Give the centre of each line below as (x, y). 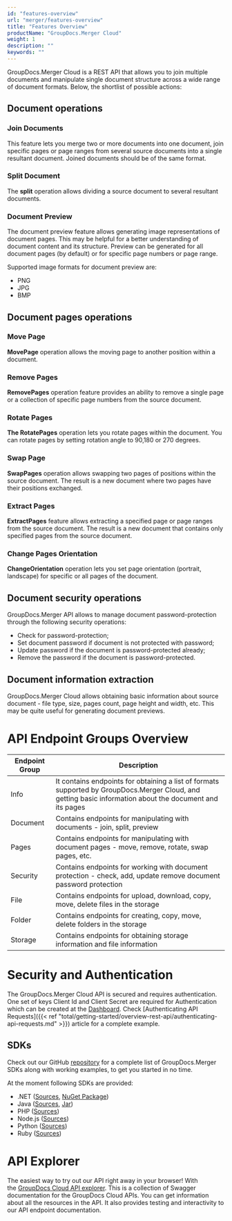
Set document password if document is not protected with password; (116, 643)
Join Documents (35, 128)
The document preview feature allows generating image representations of (114, 232)
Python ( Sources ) (42, 1126)
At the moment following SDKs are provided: (70, 1083)
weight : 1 (21, 40)
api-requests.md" (32, 1023)
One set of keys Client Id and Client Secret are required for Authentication (112, 1001)
